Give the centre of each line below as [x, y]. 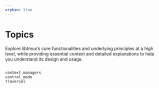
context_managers [23, 72]
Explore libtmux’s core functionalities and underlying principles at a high [79, 48]
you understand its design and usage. [44, 59]
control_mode [19, 77]
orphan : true [19, 10]
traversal [15, 81]
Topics [19, 34]
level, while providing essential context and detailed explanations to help [80, 53]
